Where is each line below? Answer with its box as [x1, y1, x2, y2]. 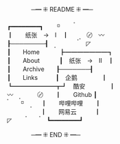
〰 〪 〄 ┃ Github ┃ [7, 91, 97, 98]
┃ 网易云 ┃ [40, 108, 101, 115]
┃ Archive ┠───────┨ [7, 65, 94, 73]
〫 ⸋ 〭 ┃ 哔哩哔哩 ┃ [7, 99, 101, 107]
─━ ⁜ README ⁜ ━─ [30, 5, 94, 13]
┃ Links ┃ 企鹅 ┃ [7, 74, 108, 81]
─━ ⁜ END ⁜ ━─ [30, 131, 81, 139]
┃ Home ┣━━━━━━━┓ [7, 48, 114, 56]
